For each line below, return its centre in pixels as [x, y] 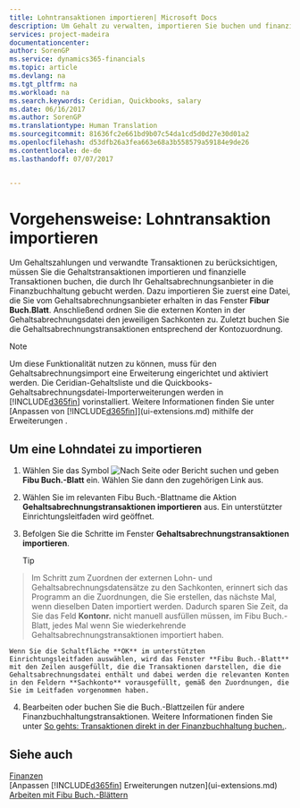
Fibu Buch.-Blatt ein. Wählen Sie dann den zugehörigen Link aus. [143, 481]
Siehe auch [41, 754]
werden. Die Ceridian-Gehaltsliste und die [86, 383]
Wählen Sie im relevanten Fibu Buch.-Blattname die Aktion [129, 498]
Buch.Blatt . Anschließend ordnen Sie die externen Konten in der [127, 310]
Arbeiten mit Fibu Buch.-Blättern [69, 795]
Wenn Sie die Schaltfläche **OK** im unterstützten [107, 651]
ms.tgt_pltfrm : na [43, 84]
